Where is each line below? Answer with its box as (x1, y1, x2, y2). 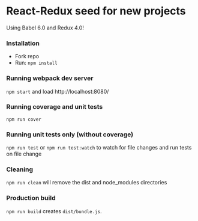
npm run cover (6, 116, 42, 123)
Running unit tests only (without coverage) (6, 130, 134, 139)
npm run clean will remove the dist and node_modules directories (6, 179, 167, 186)
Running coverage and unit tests (6, 103, 103, 111)
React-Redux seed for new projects (6, 4, 186, 18)
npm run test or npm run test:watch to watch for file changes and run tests (6, 144, 192, 151)
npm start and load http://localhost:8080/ (6, 88, 109, 95)
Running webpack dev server (6, 74, 94, 82)
